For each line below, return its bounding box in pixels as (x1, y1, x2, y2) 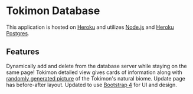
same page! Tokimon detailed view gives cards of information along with (6, 69, 183, 76)
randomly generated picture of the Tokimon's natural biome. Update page (6, 75, 186, 82)
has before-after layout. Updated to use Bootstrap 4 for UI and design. (6, 81, 177, 88)
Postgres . (6, 29, 30, 36)
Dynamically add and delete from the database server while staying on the (6, 62, 187, 69)
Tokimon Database (6, 4, 100, 18)
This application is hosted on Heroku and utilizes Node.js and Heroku (6, 23, 174, 31)
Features (6, 47, 40, 57)
